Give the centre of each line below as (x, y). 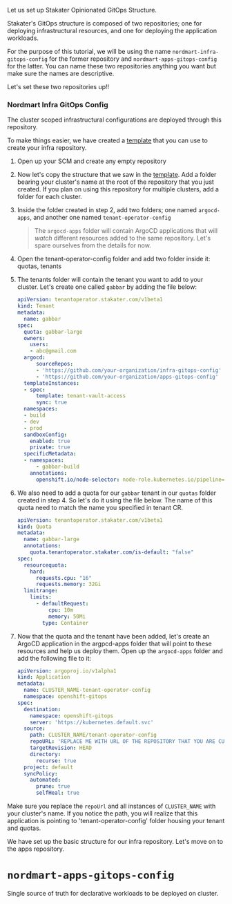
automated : (46, 780)
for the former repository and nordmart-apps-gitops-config (133, 59)
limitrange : (41, 591)
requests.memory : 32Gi (68, 584)
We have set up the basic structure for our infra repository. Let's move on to (115, 842)
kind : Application (43, 677)
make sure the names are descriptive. (61, 73)
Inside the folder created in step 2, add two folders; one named (107, 210)
